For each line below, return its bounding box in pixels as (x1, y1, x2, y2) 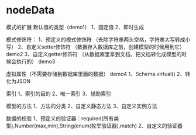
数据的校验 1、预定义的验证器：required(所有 (6, 115, 114, 122)
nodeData (6, 4, 55, 17)
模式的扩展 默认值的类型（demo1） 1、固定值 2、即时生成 (6, 23, 145, 30)
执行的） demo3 (16, 58, 56, 65)
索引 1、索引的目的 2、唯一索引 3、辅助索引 (6, 90, 111, 97)
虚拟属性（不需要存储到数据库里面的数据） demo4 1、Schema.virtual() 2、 (6, 70, 185, 77)
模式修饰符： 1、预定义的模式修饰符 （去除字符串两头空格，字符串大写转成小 (6, 36, 191, 43)
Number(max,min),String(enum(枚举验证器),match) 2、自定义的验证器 (14, 122, 183, 129)
